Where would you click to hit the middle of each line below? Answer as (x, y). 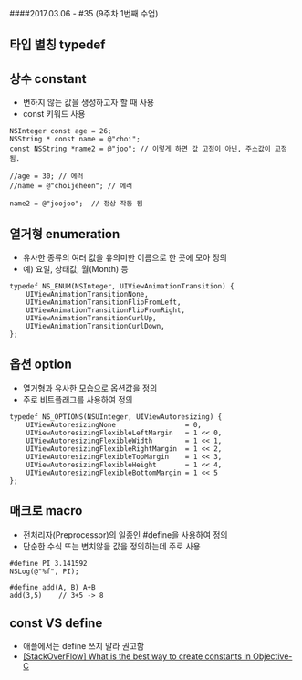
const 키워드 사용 (54, 114)
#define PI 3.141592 (49, 563)
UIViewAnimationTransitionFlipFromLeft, (104, 303)
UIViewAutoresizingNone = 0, (114, 424)
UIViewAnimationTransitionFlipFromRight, (105, 310)
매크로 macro (46, 511)
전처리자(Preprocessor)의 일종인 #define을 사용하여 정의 (125, 534)
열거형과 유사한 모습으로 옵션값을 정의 (90, 388)
